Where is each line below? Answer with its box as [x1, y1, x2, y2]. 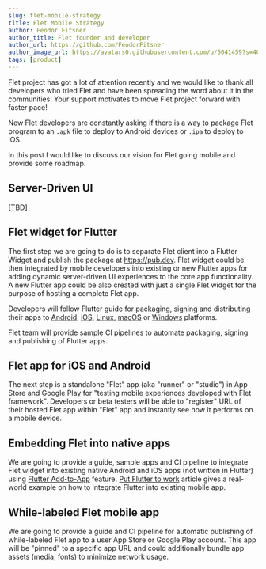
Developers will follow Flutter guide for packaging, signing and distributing [8, 304, 251, 313]
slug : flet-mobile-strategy [8, 11, 101, 20]
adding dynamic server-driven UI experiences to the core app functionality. [8, 271, 254, 281]
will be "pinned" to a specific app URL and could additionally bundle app [8, 543, 245, 552]
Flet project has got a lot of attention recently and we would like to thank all [8, 77, 253, 87]
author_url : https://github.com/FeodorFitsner [8, 41, 165, 49]
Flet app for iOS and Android [8, 358, 151, 372]
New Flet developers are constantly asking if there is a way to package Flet [8, 118, 253, 127]
